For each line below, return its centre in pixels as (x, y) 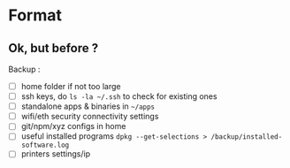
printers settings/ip (55, 154)
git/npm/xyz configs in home (73, 126)
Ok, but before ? (53, 48)
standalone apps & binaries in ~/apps (88, 106)
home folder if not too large (71, 86)
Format (35, 15)
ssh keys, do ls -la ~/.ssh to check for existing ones (119, 96)
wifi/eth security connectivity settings (90, 117)
